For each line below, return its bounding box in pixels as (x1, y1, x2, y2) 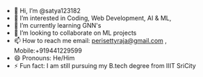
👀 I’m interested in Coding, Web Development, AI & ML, (13, 14, 172, 22)
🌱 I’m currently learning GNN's (13, 22, 101, 29)
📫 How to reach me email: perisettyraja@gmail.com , (13, 37, 167, 44)
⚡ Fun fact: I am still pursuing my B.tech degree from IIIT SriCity (13, 62, 196, 69)
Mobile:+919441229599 (13, 46, 82, 55)
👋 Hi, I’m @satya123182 (13, 7, 81, 15)
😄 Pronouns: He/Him (13, 54, 75, 62)
